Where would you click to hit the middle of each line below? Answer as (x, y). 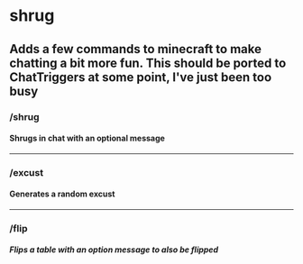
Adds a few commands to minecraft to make (136, 49)
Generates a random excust (62, 194)
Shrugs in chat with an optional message (87, 138)
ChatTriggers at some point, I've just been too (141, 77)
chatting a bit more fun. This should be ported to (148, 63)
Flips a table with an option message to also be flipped (114, 250)
